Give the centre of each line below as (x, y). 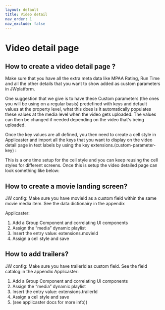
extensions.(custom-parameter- (123, 145)
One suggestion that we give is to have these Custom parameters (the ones (82, 99)
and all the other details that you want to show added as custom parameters (83, 84)
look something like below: (32, 171)
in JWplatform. (20, 89)
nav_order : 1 (19, 19)
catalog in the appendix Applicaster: (42, 271)
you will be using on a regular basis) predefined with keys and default (76, 104)
